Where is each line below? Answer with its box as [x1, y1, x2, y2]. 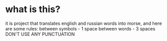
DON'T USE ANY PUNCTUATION [5, 31, 75, 37]
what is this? [5, 4, 61, 15]
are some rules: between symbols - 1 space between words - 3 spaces [5, 25, 156, 31]
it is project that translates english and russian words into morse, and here [5, 20, 162, 26]
